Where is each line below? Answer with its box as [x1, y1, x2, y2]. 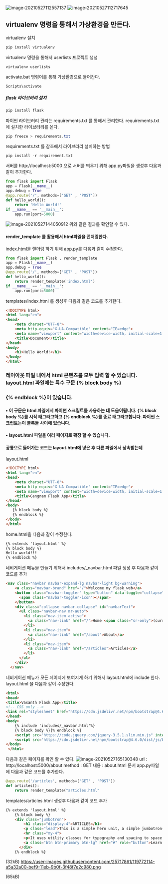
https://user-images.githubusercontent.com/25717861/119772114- [20, 858, 155, 864]
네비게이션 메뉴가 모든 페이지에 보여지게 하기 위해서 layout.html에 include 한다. [5, 674, 160, 680]
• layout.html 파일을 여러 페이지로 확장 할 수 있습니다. [5, 432, 110, 438]
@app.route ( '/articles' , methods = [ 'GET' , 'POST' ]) [5, 778, 115, 784]
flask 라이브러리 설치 [5, 95, 47, 101]
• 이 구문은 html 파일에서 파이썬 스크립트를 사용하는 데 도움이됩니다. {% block [5, 407, 157, 413]
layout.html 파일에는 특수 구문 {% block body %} [5, 379, 122, 386]
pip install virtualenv [5, 45, 55, 50]
